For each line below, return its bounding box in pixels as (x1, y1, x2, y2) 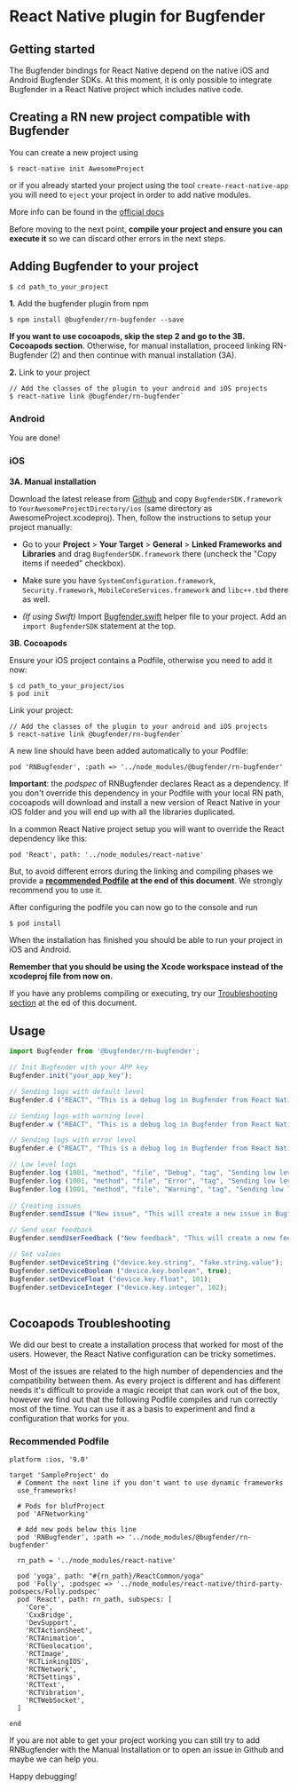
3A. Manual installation (9, 477, 97, 487)
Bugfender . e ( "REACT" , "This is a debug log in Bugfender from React (9, 1144, 272, 1153)
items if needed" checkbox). (21, 558, 126, 569)
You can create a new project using (9, 147, 139, 157)
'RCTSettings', (25, 1673, 82, 1682)
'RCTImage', (25, 1650, 69, 1659)
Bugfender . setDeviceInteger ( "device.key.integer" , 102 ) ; (9, 1283, 228, 1292)
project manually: (9, 522, 73, 533)
